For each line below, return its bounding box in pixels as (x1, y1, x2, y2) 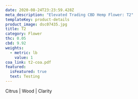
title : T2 (5, 27, 27, 32)
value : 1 (14, 55, 33, 60)
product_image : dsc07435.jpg (5, 21, 67, 27)
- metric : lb (10, 50, 38, 55)
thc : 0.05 (5, 36, 27, 41)
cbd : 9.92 (5, 41, 27, 46)
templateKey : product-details (5, 17, 70, 22)
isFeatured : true (10, 69, 47, 75)
